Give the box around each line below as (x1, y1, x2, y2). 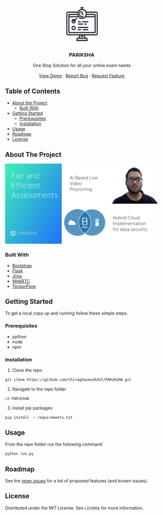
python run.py (5, 452, 34, 456)
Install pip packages (12, 405, 53, 411)
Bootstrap (12, 262, 32, 268)
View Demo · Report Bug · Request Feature (38, 73, 125, 79)
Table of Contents (5, 87, 61, 95)
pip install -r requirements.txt (5, 415, 73, 420)
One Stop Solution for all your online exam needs (33, 62, 131, 68)
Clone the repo (12, 367, 42, 373)
